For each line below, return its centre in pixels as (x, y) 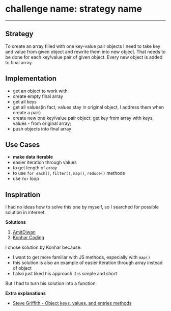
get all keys (25, 101)
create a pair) (27, 112)
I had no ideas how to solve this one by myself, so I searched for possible (82, 207)
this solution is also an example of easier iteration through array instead (88, 263)
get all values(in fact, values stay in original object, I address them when (88, 107)
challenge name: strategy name (74, 9)
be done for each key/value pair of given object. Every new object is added (84, 57)
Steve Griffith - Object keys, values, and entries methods (72, 303)
